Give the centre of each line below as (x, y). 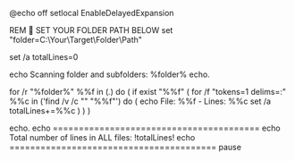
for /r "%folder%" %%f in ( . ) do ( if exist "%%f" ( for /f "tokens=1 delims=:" (147, 92)
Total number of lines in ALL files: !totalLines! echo (102, 137)
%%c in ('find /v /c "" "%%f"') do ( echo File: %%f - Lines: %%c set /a (140, 101)
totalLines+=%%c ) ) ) (50, 110)
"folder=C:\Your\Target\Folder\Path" (76, 40)
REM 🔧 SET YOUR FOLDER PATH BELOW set (91, 30)
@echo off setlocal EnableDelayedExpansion (92, 13)
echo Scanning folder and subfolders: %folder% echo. (110, 74)
